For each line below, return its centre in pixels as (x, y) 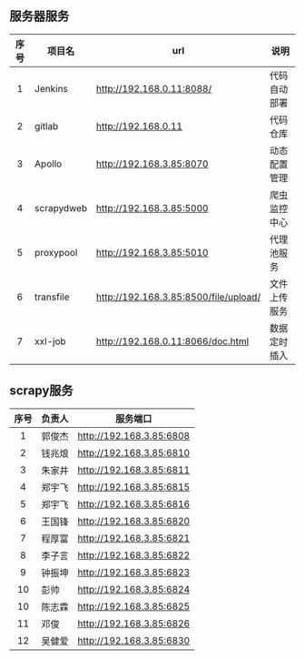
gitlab (47, 126)
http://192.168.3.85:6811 (134, 470)
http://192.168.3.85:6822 (134, 555)
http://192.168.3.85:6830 (134, 640)
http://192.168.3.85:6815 (134, 487)
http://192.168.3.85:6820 (134, 521)
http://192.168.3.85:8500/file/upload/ (178, 297)
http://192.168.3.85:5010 (152, 252)
